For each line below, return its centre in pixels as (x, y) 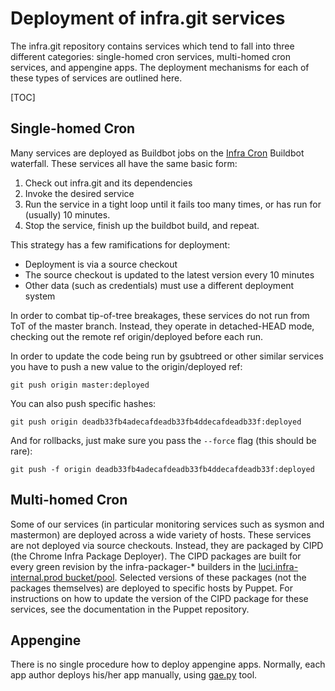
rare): (21, 451)
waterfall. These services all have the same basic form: (124, 163)
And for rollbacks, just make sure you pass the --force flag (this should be (163, 440)
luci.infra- (278, 566)
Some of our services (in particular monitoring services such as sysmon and (167, 524)
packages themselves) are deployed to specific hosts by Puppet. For (151, 588)
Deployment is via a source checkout (101, 264)
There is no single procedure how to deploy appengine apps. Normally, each (168, 664)
